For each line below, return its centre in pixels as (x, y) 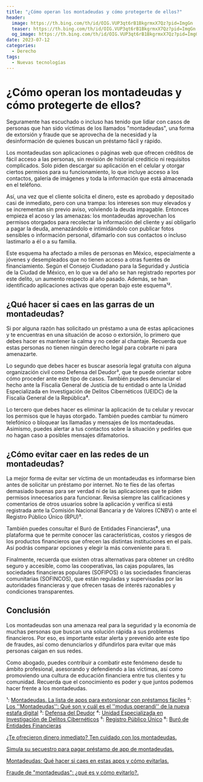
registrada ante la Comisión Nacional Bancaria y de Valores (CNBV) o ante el (101, 511)
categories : (21, 46)
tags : (13, 57)
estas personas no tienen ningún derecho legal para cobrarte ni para (92, 347)
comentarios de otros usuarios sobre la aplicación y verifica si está (90, 504)
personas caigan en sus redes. (45, 651)
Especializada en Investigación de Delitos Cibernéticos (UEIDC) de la (92, 392)
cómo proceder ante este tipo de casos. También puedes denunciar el (94, 379)
